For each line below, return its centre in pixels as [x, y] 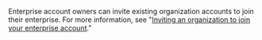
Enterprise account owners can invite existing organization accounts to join [131, 11]
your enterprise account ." [50, 28]
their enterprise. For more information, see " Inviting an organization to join [129, 20]
